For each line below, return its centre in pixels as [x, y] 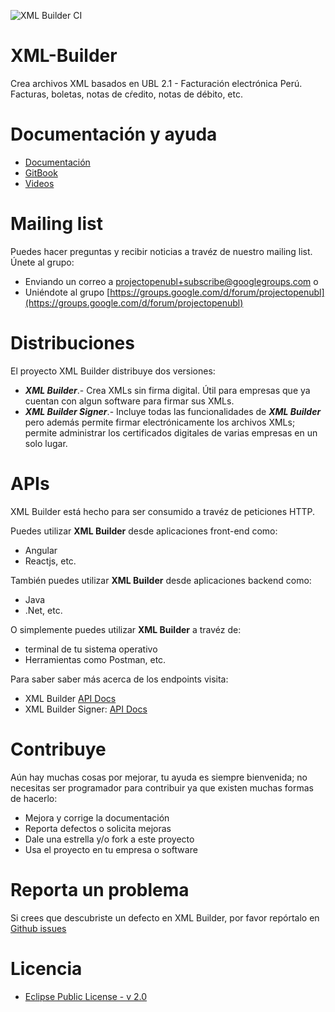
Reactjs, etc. [50, 561]
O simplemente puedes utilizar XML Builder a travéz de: [126, 629]
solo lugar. [46, 443]
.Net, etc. [43, 610]
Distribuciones [72, 343]
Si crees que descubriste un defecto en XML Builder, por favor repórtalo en [165, 917]
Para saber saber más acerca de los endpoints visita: [119, 679]
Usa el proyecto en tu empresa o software [111, 849]
